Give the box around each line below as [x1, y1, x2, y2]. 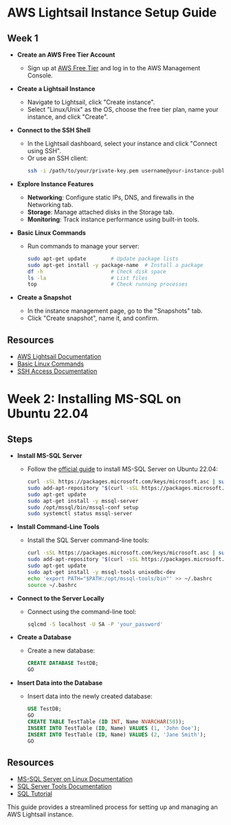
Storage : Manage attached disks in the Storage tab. [27, 208, 175, 216]
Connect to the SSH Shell [16, 126, 91, 134]
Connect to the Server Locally [16, 594, 104, 602]
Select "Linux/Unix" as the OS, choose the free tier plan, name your [27, 106, 219, 113]
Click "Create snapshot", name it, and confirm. [27, 314, 159, 322]
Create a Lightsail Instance [16, 85, 96, 92]
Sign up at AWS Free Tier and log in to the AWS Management [27, 64, 201, 72]
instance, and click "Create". [27, 112, 109, 121]
